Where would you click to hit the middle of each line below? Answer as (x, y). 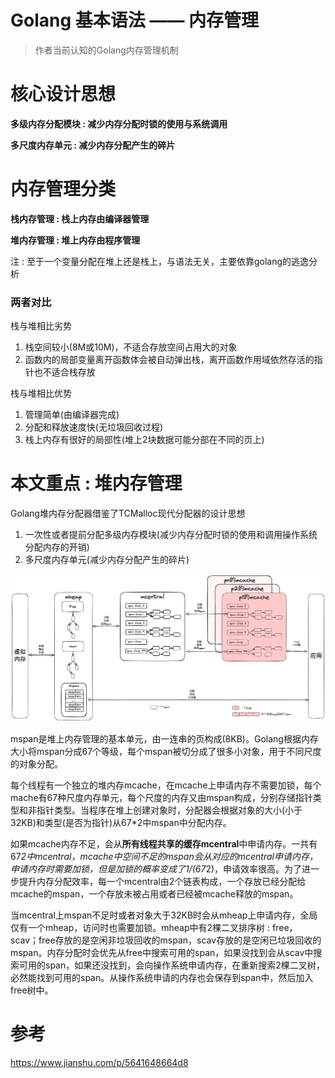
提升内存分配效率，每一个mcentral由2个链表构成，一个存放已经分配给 (162, 881)
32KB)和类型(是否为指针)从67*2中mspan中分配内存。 (121, 822)
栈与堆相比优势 (41, 393)
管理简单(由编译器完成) (72, 415)
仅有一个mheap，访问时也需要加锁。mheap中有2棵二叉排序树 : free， (154, 927)
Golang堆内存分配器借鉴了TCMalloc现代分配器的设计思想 (128, 513)
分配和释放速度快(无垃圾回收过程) (94, 427)
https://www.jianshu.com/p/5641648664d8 (99, 1062)
